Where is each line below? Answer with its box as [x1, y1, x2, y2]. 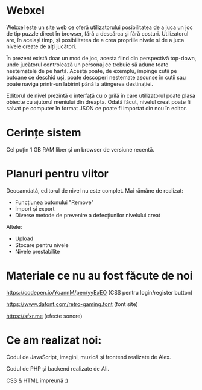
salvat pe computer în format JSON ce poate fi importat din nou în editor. [6, 104, 188, 112]
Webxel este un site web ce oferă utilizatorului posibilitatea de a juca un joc [6, 24, 193, 31]
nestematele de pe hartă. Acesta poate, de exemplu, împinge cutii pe [6, 67, 177, 74]
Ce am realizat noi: [6, 333, 102, 347]
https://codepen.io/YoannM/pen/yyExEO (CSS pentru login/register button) [6, 289, 193, 296]
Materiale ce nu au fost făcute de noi [6, 269, 193, 283]
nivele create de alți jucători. [6, 43, 77, 50]
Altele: [6, 223, 22, 230]
